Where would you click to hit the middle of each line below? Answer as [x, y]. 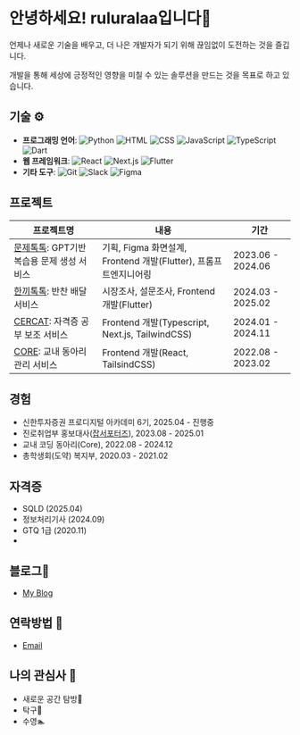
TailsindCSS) [129, 364]
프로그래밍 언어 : [50, 140]
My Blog [37, 593]
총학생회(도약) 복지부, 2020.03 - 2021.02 [95, 455]
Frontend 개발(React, [146, 352]
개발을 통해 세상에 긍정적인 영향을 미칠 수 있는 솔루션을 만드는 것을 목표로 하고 [145, 75]
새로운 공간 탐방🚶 [52, 698]
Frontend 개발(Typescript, [156, 322]
